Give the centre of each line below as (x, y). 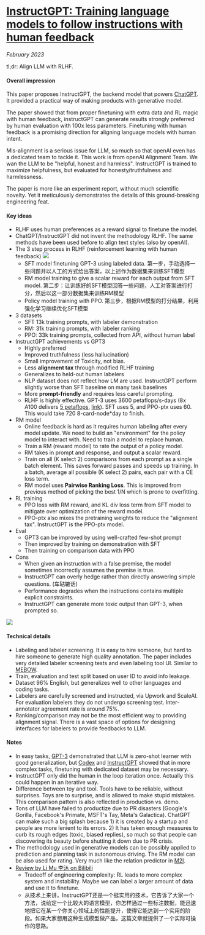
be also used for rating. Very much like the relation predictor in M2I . (100, 860)
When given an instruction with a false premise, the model (98, 564)
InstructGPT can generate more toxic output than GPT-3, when (103, 604)
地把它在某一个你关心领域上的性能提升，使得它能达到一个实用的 (105, 910)
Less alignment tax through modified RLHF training (89, 368)
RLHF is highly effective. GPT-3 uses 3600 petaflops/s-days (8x (105, 400)
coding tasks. (32, 689)
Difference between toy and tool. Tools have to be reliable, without (99, 789)
